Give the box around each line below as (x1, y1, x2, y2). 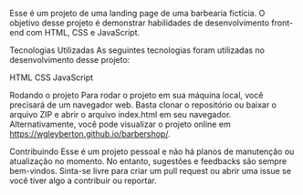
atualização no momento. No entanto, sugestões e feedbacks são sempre (9, 156, 287, 167)
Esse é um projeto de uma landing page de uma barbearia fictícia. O (9, 8, 266, 18)
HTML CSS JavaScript (9, 72, 94, 83)
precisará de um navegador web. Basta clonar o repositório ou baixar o (9, 99, 277, 110)
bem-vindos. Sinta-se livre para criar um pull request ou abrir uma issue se (9, 166, 292, 176)
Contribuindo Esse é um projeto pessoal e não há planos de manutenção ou (9, 146, 295, 157)
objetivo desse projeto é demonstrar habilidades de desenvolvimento (9, 17, 270, 28)
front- (271, 17, 294, 28)
